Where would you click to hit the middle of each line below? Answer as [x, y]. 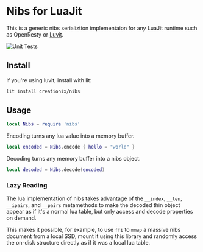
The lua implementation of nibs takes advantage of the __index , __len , [94, 198]
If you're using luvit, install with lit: [49, 80]
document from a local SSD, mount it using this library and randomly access [101, 236]
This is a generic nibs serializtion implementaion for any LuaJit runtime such [102, 28]
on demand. [21, 218]
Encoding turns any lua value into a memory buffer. [70, 136]
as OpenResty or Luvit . [35, 34]
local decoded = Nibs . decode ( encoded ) [55, 170]
